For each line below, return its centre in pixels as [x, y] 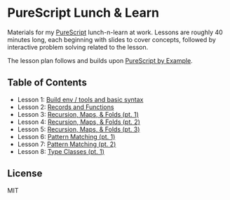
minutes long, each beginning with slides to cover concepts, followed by [111, 39]
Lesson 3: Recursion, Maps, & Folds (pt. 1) [78, 114]
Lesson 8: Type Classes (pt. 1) [61, 151]
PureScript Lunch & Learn [83, 13]
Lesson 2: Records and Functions [66, 107]
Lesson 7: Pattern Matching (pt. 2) [67, 144]
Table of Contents [47, 83]
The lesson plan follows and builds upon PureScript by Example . [100, 60]
